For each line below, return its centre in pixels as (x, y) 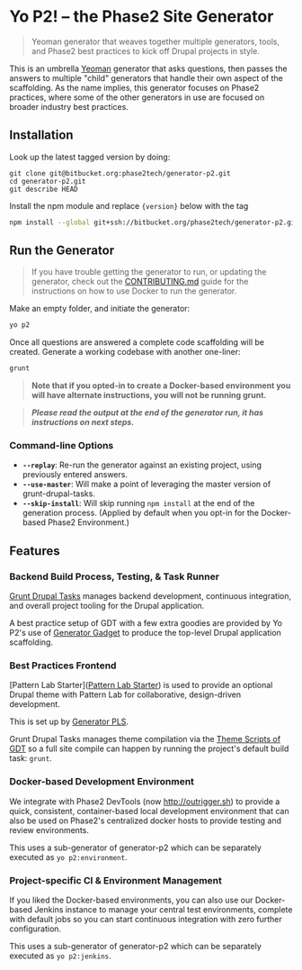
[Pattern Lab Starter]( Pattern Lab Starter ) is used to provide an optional (141, 685)
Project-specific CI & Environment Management (116, 880)
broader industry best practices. (69, 106)
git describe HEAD (44, 189)
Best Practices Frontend (63, 666)
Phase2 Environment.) (89, 522)
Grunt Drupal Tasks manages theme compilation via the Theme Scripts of (145, 739)
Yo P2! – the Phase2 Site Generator (142, 17)
